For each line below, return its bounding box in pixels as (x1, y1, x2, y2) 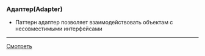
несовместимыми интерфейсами (15, 25, 103, 32)
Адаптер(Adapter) (6, 5, 63, 13)
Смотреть (6, 43, 32, 50)
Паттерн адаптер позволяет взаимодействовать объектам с (15, 19, 173, 26)
